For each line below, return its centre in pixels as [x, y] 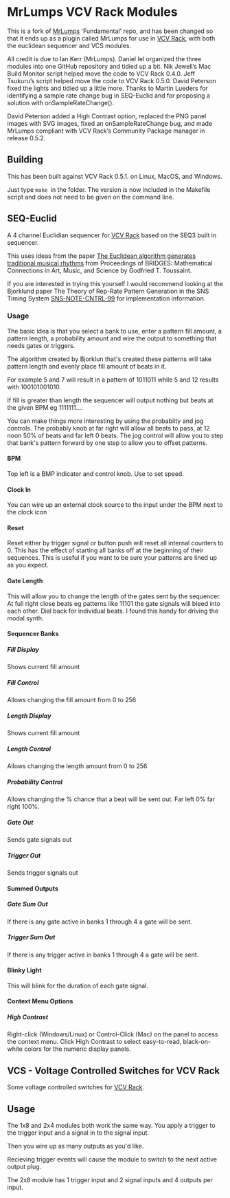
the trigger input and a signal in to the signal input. [78, 1133]
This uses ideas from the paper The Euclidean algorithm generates [102, 256]
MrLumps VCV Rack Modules [92, 12]
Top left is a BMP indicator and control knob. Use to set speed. [95, 474]
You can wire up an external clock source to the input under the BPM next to [115, 505]
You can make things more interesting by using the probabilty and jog [105, 421]
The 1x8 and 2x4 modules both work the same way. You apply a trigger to [111, 1125]
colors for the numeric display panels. [78, 1049]
